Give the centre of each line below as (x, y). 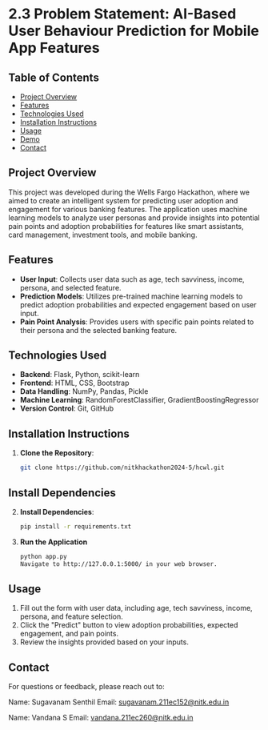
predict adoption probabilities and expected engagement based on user (138, 304)
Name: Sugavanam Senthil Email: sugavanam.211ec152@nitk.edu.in (119, 702)
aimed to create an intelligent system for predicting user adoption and (123, 200)
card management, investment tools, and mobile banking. (103, 235)
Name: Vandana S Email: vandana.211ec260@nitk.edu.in (101, 718)
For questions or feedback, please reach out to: (87, 687)
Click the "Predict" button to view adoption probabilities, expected (129, 625)
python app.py (43, 556)
